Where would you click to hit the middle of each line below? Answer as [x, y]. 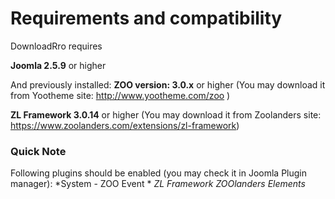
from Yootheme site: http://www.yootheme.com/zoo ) [120, 95]
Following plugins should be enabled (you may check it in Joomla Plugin [159, 173]
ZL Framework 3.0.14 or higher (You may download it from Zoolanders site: [166, 114]
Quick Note [38, 151]
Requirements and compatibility [146, 18]
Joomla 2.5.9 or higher [58, 65]
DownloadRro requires [56, 46]
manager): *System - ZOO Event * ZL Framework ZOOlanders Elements [158, 184]
